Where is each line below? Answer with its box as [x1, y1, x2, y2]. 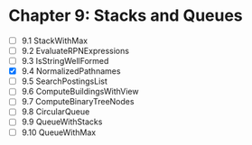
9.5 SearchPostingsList [21, 76, 107, 86]
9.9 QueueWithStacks [21, 116, 103, 127]
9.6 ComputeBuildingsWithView [21, 86, 139, 97]
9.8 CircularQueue [21, 106, 90, 117]
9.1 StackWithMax [21, 35, 88, 46]
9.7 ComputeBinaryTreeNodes [21, 96, 135, 107]
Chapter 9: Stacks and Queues [8, 5, 243, 26]
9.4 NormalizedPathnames [21, 66, 121, 77]
